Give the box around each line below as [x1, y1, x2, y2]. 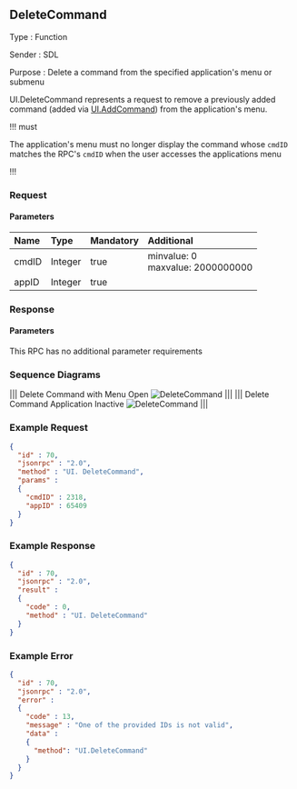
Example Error [9, 649, 74, 662]
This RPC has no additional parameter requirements [9, 345, 203, 357]
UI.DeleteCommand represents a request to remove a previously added [9, 94, 276, 105]
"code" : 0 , [25, 603, 71, 612]
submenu [9, 76, 45, 87]
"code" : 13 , [25, 713, 75, 722]
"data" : [25, 729, 59, 738]
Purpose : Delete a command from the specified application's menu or [9, 66, 272, 77]
